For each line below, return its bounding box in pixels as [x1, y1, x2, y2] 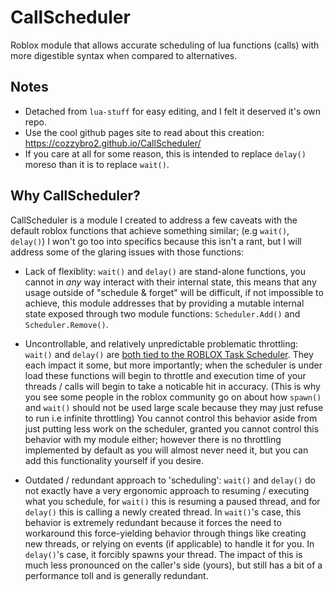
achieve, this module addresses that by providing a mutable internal [24, 297, 305, 309]
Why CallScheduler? [10, 187, 141, 205]
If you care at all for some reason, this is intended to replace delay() [24, 147, 307, 160]
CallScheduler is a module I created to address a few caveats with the [10, 214, 298, 226]
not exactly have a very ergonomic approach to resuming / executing [24, 484, 310, 496]
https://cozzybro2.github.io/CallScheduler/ [24, 137, 202, 149]
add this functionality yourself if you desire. [24, 454, 205, 466]
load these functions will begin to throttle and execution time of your [24, 369, 307, 381]
